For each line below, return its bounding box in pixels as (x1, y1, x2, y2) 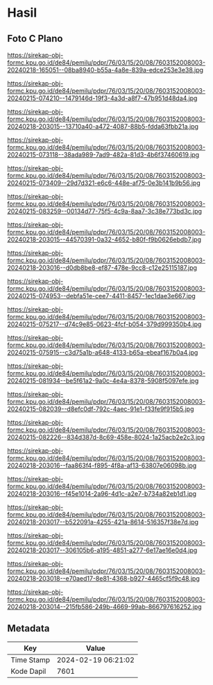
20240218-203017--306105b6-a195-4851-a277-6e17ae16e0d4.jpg (7, 546, 198, 554)
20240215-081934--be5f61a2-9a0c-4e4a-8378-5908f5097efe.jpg (7, 377, 199, 385)
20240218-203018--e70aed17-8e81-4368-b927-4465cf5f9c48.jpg (7, 574, 200, 582)
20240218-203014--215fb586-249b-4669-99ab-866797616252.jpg (7, 603, 203, 611)
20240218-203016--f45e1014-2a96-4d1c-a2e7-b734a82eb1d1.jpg (7, 490, 196, 498)
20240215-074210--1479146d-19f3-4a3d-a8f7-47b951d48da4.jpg (7, 94, 198, 102)
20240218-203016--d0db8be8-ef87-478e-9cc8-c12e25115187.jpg (7, 264, 198, 272)
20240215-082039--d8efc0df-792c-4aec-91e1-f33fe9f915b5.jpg (7, 405, 194, 413)
